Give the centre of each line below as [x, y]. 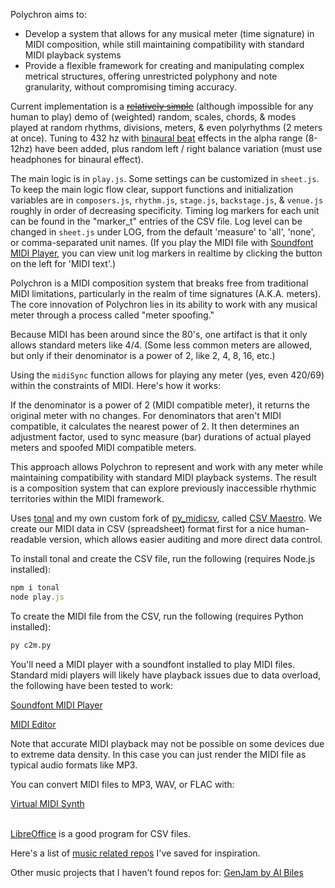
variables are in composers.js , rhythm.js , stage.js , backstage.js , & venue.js [167, 200]
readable [28, 539]
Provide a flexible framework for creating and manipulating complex [164, 65]
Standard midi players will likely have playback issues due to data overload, [166, 675]
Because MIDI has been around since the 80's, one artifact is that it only [159, 334]
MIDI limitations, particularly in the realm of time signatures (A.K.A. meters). [166, 293]
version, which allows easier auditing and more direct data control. [185, 539]
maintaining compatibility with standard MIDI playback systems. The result [163, 477]
